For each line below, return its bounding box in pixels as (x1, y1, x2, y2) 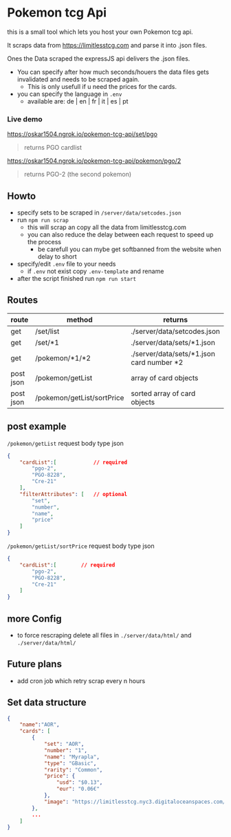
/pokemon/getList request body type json (7, 439, 124, 447)
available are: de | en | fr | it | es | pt (27, 97, 129, 105)
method (66, 315, 93, 324)
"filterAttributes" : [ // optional (19, 491, 128, 498)
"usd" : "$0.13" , (56, 779, 103, 786)
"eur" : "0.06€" (56, 785, 100, 793)
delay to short (37, 253, 77, 261)
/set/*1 (35, 337, 60, 347)
